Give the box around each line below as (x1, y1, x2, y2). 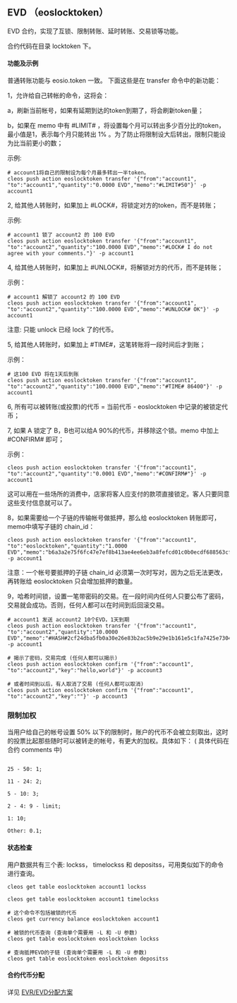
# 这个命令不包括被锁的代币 (7, 909, 78, 916)
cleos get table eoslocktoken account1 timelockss (7, 895, 159, 903)
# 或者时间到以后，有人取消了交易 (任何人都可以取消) (7, 681, 145, 688)
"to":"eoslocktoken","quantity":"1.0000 (7, 542, 128, 550)
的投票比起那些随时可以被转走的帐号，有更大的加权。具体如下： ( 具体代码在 (7, 736, 229, 746)
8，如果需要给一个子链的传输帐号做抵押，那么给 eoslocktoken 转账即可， (7, 513, 221, 522)
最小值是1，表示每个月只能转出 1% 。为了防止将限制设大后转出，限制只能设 (7, 130, 226, 139)
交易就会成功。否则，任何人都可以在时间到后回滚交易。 (7, 601, 168, 609)
